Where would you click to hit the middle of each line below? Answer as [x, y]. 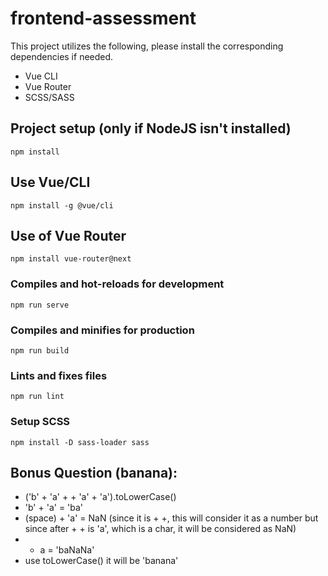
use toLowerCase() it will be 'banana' [101, 561]
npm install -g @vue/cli [62, 205]
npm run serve [40, 305]
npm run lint [37, 397]
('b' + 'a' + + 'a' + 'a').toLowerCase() [100, 497]
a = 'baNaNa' [67, 550]
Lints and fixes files [59, 375]
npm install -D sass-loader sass [80, 442]
